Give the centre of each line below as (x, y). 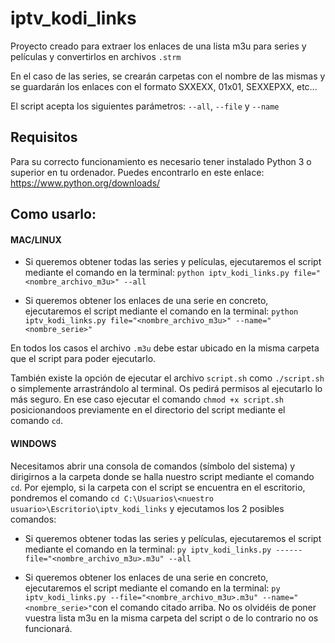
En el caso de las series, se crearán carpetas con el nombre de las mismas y (168, 76)
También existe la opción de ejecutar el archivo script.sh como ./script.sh (167, 378)
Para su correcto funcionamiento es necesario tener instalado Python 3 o (161, 161)
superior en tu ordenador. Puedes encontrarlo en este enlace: (137, 172)
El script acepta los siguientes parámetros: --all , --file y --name (145, 106)
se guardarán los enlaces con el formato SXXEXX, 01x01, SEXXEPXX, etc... (164, 86)
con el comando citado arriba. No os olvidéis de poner (204, 607)
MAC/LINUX (36, 239)
